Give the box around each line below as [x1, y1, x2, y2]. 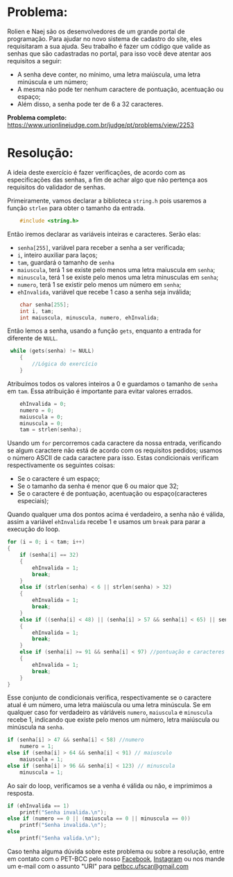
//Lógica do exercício [32, 361, 98, 368]
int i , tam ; [19, 308, 54, 315]
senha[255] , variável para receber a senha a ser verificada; [17, 243, 185, 251]
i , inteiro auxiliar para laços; [17, 251, 98, 259]
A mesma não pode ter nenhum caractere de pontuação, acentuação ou [17, 85, 224, 93]
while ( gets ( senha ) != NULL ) [10, 347, 95, 355]
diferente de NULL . [7, 334, 58, 342]
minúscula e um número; [17, 77, 89, 86]
